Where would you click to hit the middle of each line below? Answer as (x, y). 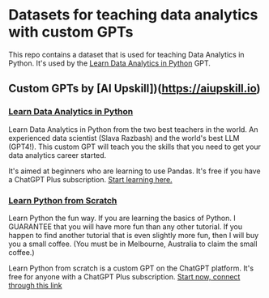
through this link (35, 285)
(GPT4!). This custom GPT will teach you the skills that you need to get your (135, 147)
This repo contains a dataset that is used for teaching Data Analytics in (126, 54)
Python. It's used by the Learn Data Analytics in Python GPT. (109, 63)
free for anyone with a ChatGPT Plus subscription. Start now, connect (124, 276)
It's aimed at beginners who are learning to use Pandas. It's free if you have (134, 171)
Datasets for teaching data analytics (133, 15)
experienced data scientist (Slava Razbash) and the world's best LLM (124, 138)
